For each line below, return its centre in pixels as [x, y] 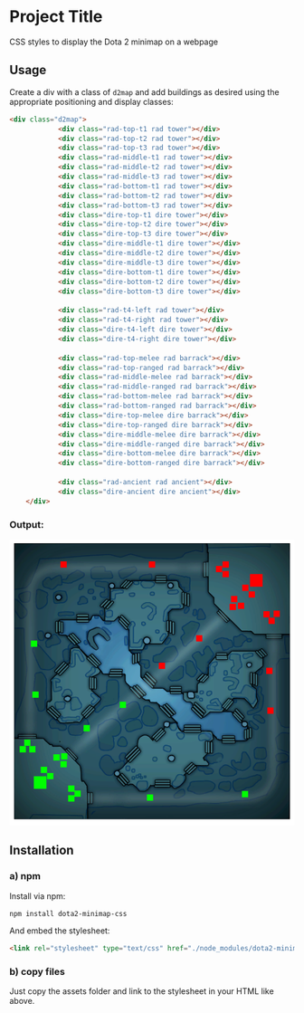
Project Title [56, 17]
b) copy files [37, 971]
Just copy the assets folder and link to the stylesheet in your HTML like [142, 991]
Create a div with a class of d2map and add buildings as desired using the [144, 91]
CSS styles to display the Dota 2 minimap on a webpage [114, 42]
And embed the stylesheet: [60, 931]
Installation [42, 851]
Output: [27, 524]
